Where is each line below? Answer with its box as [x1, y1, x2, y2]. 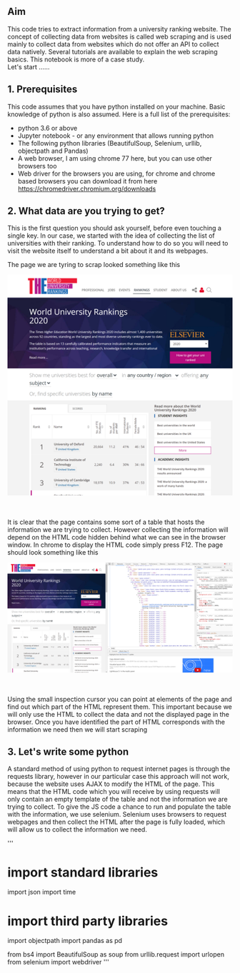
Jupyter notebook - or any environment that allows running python [17, 131, 214, 140]
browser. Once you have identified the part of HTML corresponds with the [7, 717, 225, 726]
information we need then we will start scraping [7, 725, 148, 734]
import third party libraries [7, 913, 169, 929]
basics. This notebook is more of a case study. [7, 55, 145, 64]
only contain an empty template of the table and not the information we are [7, 795, 228, 804]
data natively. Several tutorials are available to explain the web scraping [7, 47, 218, 56]
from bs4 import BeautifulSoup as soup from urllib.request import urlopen [7, 950, 225, 959]
